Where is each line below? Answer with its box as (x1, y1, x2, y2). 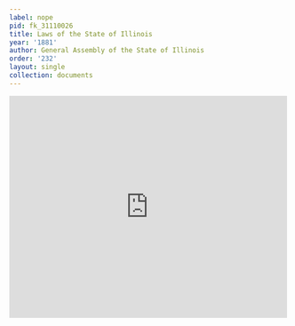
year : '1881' (9, 37, 58, 47)
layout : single (9, 63, 66, 72)
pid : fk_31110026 (9, 21, 74, 30)
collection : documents (9, 71, 93, 80)
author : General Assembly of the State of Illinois (9, 46, 204, 55)
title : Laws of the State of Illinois (9, 29, 153, 38)
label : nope (9, 12, 53, 22)
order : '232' (9, 54, 58, 63)
